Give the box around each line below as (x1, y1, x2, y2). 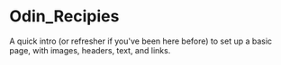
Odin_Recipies (9, 6, 120, 27)
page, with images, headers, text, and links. (9, 45, 171, 55)
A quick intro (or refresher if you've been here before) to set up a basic (9, 36, 273, 46)
